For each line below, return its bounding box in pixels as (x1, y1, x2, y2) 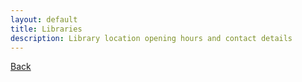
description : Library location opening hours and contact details (10, 33, 293, 43)
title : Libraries (10, 24, 83, 34)
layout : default (10, 14, 78, 25)
